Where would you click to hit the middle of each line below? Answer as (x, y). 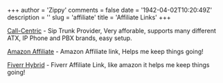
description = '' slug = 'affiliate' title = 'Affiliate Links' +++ (89, 17)
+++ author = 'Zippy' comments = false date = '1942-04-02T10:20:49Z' (110, 10)
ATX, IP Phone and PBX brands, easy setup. (70, 38)
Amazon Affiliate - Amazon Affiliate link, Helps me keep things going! (106, 52)
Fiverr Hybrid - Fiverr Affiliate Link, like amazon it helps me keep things (108, 65)
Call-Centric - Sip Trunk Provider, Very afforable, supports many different (112, 31)
